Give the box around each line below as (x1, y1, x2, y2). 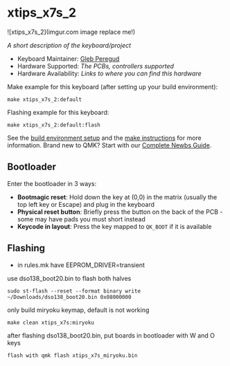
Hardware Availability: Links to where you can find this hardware (17, 69, 202, 77)
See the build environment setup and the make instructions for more (7, 134, 202, 142)
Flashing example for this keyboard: (7, 108, 109, 116)
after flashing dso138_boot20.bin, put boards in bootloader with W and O (7, 331, 215, 340)
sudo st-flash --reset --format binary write (7, 287, 141, 295)
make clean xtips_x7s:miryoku (7, 319, 95, 326)
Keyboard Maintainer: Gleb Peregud (17, 54, 120, 63)
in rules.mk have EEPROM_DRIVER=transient (17, 261, 145, 269)
